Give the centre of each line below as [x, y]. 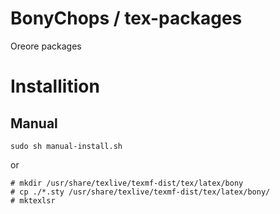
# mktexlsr [33, 200]
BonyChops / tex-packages [126, 18]
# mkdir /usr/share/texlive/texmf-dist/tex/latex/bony [127, 183]
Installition [55, 86]
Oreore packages [46, 46]
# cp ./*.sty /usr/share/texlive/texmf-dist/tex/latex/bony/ [140, 192]
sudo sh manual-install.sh [66, 146]
